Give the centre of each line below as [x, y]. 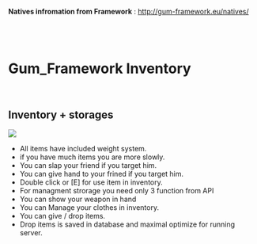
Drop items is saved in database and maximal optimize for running [127, 224]
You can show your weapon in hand [78, 199]
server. [31, 233]
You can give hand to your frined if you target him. [102, 174]
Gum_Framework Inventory [100, 69]
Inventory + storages [61, 114]
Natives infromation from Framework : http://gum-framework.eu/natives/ [128, 11]
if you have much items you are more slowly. [92, 157]
